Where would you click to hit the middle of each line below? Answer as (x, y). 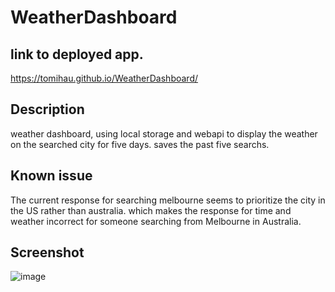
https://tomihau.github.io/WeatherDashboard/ (104, 78)
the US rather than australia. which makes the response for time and (151, 210)
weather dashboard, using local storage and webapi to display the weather (164, 133)
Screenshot (47, 252)
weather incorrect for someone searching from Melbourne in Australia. (156, 221)
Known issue (51, 176)
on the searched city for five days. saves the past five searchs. (140, 144)
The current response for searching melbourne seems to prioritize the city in (168, 200)
